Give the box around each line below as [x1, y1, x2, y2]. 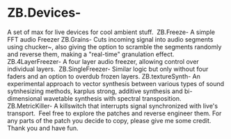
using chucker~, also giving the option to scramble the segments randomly [7, 42, 222, 51]
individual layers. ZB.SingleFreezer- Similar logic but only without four [7, 65, 209, 73]
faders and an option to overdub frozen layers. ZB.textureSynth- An [7, 72, 200, 81]
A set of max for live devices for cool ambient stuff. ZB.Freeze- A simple [7, 28, 216, 36]
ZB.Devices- [7, 5, 81, 21]
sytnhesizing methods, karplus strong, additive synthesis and [7, 87, 183, 95]
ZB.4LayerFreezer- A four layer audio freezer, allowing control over [7, 57, 200, 65]
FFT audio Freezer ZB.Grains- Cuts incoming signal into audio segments [7, 35, 214, 43]
